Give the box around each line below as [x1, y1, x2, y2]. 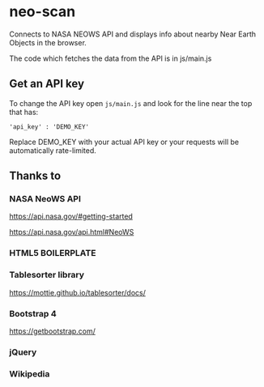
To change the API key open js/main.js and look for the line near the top [9, 98, 253, 108]
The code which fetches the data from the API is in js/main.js [9, 53, 212, 63]
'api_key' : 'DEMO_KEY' [9, 122, 90, 131]
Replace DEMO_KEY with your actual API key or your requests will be [9, 137, 240, 147]
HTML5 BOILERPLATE [9, 248, 96, 259]
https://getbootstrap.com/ [9, 326, 96, 336]
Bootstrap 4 [9, 308, 57, 319]
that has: [9, 107, 39, 117]
